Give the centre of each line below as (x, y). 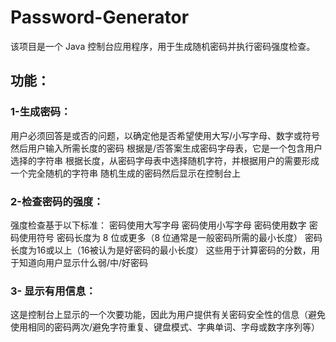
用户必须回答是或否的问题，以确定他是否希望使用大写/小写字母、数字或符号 (165, 135)
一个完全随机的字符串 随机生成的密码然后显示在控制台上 (125, 173)
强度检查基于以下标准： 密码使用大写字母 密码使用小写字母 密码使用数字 (158, 225)
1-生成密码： (41, 112)
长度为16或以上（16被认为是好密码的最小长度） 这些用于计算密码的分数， (161, 250)
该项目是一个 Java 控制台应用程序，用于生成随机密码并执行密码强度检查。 (163, 46)
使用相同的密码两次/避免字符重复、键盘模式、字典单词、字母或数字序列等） (165, 327)
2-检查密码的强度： (57, 201)
